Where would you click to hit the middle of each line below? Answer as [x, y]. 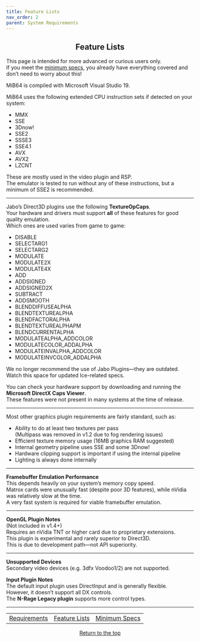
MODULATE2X [33, 263]
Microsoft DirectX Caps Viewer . [46, 393]
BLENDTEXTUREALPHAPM [48, 326]
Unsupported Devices [34, 562]
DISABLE [26, 237]
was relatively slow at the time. [44, 496]
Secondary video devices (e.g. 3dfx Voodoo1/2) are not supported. [88, 568]
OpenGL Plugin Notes [33, 519]
